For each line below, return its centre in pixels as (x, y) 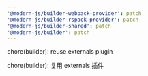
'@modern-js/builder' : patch (48, 32)
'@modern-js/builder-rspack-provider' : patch (73, 20)
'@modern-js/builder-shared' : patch (59, 26)
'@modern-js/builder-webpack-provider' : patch (74, 13)
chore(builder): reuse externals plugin (60, 52)
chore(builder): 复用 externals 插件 (56, 66)
